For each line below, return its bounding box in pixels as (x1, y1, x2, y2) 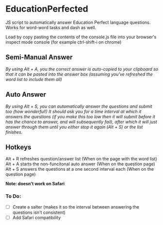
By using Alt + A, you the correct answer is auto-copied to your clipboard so (5, 66, 159, 72)
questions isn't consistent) (12, 209, 66, 215)
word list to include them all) (5, 76, 63, 82)
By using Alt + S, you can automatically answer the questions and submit (5, 103, 152, 109)
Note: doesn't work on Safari (5, 181, 65, 187)
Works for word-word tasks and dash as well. (5, 24, 97, 30)
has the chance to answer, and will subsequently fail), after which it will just (5, 119, 157, 125)
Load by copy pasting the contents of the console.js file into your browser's (5, 34, 157, 40)
